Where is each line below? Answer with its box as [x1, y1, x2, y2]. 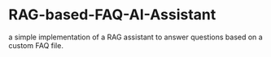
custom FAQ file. [8, 40, 63, 50]
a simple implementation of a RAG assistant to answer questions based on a [8, 32, 263, 42]
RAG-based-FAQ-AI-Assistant [8, 6, 216, 24]
